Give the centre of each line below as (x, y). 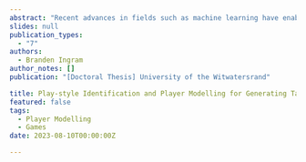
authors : (26, 52)
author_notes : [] (42, 69)
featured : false (40, 102)
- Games (32, 127)
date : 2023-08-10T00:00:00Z (63, 136)
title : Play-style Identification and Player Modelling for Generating (148, 93)
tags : (20, 110)
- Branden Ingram (51, 60)
